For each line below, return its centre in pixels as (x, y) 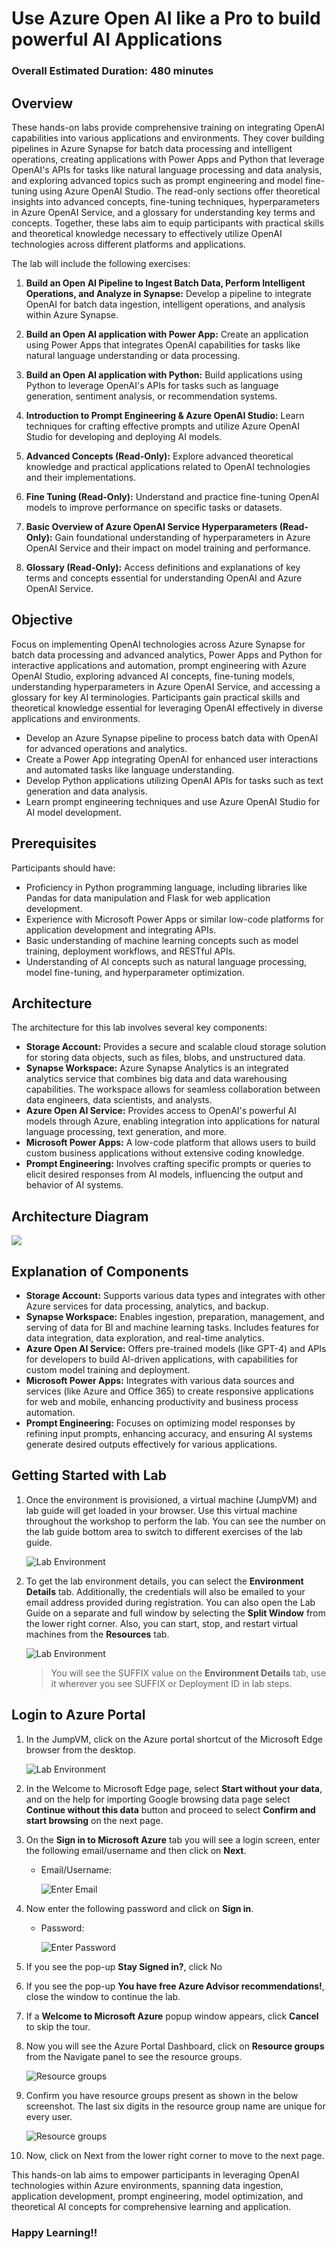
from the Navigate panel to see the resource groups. (134, 2056)
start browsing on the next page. (94, 1820)
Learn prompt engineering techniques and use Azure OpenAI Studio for (173, 801)
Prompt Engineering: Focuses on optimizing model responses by (160, 1423)
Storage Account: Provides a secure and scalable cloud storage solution (176, 1047)
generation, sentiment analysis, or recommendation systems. (151, 396)
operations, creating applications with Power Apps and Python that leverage (168, 159)
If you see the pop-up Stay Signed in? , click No (124, 1966)
